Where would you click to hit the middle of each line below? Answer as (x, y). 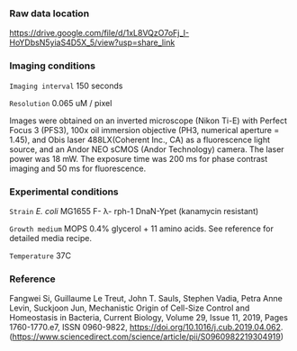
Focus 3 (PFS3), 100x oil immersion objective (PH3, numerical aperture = (144, 130)
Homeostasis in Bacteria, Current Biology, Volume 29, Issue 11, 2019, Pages (148, 318)
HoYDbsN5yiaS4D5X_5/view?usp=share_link (92, 42)
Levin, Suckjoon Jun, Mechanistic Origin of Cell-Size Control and (130, 308)
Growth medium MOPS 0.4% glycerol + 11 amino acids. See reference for (142, 229)
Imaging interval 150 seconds (66, 85)
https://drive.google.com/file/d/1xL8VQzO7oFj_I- (99, 33)
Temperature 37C (40, 256)
